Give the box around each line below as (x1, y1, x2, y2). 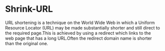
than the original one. (5, 40, 48, 46)
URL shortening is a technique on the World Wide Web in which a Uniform (5, 20, 155, 25)
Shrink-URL (5, 3, 53, 15)
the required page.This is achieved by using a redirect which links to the (5, 30, 151, 36)
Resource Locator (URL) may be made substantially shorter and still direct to (5, 25, 160, 30)
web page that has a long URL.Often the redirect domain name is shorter (5, 35, 152, 41)
